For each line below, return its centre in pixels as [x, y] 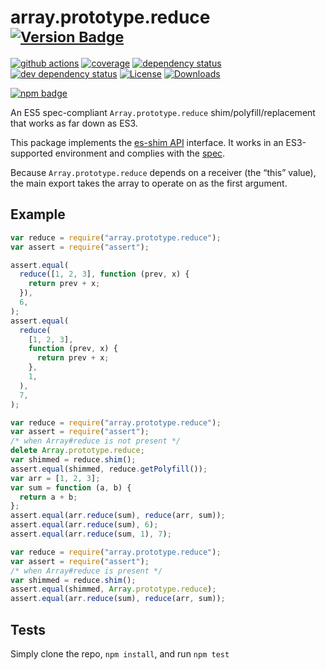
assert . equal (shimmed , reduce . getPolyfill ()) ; [109, 469]
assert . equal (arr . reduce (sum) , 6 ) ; [84, 525]
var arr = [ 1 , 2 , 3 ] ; [55, 478]
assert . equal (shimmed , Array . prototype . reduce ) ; [113, 589]
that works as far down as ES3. [74, 123]
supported [31, 153]
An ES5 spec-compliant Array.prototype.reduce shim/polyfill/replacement [163, 112]
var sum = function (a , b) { [71, 487]
